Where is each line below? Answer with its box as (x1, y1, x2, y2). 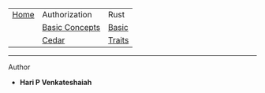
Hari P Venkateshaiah (19, 78, 92, 87)
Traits (107, 35, 129, 46)
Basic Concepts (42, 22, 101, 32)
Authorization (42, 9, 92, 20)
